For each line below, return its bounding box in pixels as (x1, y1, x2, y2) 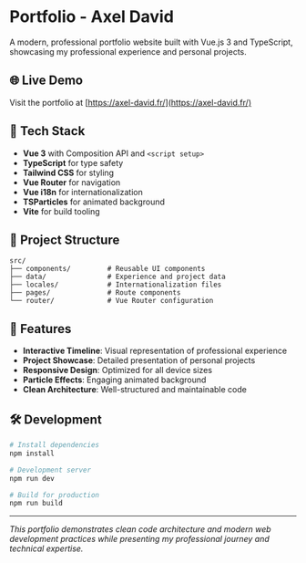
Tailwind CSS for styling (22, 167, 115, 178)
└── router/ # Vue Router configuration (9, 297, 214, 306)
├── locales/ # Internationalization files (9, 280, 222, 289)
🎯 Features (9, 321, 72, 337)
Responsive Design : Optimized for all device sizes (22, 365, 212, 376)
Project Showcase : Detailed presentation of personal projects (22, 355, 256, 366)
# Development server (9, 465, 92, 474)
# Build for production (9, 490, 100, 499)
